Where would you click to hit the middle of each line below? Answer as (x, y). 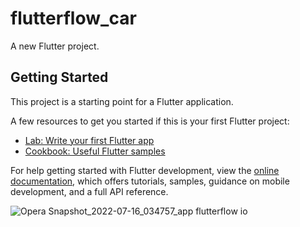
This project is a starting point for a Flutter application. (122, 101)
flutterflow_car (73, 18)
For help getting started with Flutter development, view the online (145, 170)
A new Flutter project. (55, 46)
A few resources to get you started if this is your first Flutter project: (150, 121)
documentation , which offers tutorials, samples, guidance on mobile (150, 181)
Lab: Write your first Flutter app (89, 140)
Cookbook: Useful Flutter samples (95, 151)
